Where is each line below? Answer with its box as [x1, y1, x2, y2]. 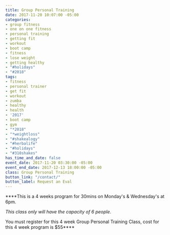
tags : [5, 74, 17, 80]
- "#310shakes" [5, 151, 38, 156]
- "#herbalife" [5, 141, 38, 146]
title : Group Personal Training [5, 7, 74, 13]
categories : [5, 17, 31, 22]
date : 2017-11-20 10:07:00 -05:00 [5, 12, 79, 17]
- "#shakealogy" [5, 136, 40, 142]
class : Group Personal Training [5, 170, 74, 175]
